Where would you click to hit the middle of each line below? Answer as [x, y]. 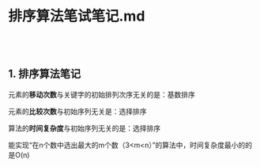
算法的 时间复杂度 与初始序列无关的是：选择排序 [84, 128]
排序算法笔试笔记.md [77, 16]
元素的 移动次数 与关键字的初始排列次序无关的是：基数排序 [102, 94]
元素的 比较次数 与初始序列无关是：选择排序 [77, 111]
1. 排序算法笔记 [45, 74]
